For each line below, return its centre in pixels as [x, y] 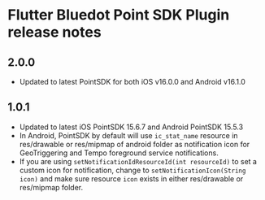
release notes [55, 32]
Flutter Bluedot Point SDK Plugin [119, 15]
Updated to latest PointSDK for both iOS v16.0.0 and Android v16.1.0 [132, 82]
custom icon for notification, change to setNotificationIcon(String [132, 170]
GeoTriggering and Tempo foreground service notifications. [119, 153]
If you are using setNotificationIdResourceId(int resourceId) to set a [138, 161]
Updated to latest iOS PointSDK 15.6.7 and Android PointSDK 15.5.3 [131, 127]
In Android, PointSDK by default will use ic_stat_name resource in [128, 135]
